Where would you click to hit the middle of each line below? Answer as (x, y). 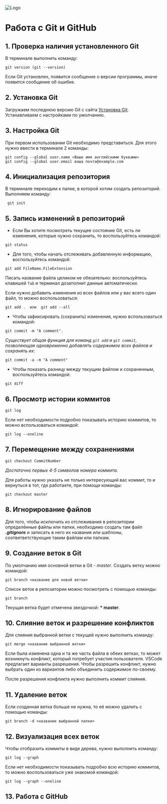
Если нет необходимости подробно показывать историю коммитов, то (81, 420)
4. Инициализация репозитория (58, 177)
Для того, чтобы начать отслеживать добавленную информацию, (82, 254)
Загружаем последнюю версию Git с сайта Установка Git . (67, 109)
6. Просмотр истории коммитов (58, 399)
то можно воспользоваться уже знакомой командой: (62, 772)
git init (16, 203)
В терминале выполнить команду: (42, 58)
